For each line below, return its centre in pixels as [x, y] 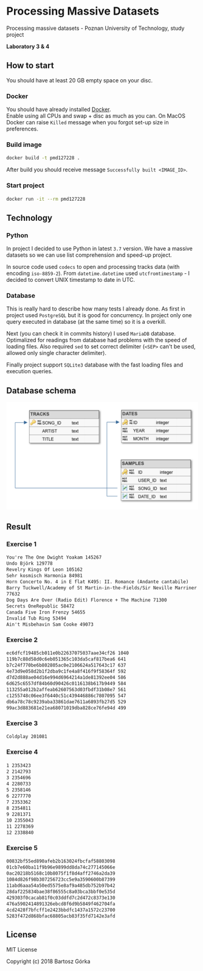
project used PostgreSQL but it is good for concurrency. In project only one [99, 315]
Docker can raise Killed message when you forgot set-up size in [88, 123]
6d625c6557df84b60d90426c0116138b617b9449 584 [66, 684]
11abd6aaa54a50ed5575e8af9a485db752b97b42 [61, 886]
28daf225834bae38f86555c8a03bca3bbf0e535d [61, 892]
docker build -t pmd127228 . [43, 158]
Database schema [41, 391]
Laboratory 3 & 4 [28, 46]
